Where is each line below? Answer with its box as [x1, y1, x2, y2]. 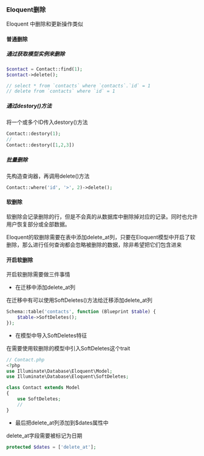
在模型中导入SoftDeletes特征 [15, 332, 87, 339]
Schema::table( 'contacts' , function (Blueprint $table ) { [6, 308, 156, 315]
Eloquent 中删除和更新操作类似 [6, 20, 84, 28]
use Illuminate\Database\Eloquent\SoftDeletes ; [6, 373, 129, 380]
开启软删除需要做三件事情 [6, 271, 70, 278]
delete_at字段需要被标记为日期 [6, 432, 83, 439]
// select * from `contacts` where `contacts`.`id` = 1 [6, 83, 151, 89]
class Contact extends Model [6, 384, 80, 391]
